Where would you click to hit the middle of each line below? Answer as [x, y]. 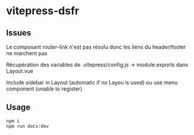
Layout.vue [20, 71]
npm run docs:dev [28, 126]
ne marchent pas [27, 53]
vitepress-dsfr [43, 11]
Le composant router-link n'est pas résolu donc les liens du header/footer [96, 47]
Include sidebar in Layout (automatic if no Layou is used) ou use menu [92, 82]
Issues [19, 33]
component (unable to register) [44, 89]
